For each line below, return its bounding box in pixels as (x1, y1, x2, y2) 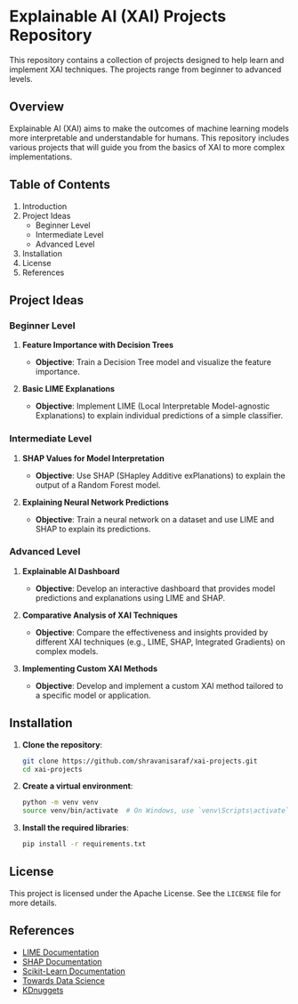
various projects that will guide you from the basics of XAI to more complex (9, 142, 286, 152)
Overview (9, 100, 65, 115)
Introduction (21, 200, 68, 211)
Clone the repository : (21, 739, 103, 749)
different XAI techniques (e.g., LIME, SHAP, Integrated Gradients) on (35, 636, 286, 647)
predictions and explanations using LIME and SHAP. (35, 592, 226, 603)
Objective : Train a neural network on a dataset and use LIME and (35, 514, 275, 524)
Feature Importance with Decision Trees (21, 340, 174, 351)
